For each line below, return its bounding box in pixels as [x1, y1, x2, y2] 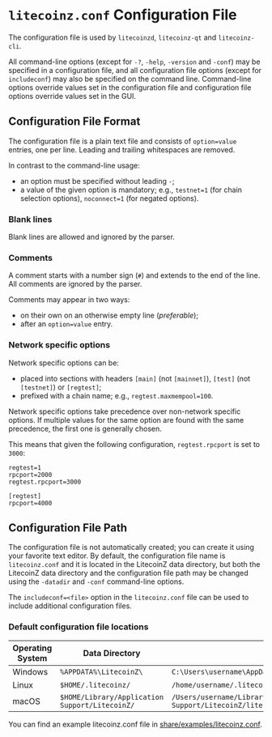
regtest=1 [8, 463, 42, 471]
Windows [12, 666, 49, 677]
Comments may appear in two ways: [8, 295, 130, 305]
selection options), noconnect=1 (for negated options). [19, 193, 199, 203]
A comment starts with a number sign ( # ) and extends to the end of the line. [8, 271, 261, 280]
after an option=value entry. [19, 319, 113, 329]
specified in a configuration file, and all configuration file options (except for [8, 65, 261, 75]
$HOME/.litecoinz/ [59, 680, 131, 689]
